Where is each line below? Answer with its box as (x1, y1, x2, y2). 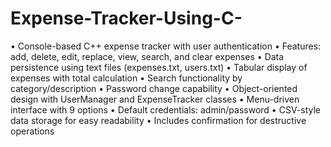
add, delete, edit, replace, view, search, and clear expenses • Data (10, 50, 285, 62)
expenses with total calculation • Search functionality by (10, 72, 243, 84)
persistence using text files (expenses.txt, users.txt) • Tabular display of (10, 61, 308, 73)
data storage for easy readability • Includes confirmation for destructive (10, 114, 307, 126)
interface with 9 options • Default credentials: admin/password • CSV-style (10, 103, 321, 116)
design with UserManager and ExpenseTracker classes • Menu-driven (10, 93, 300, 105)
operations (10, 125, 55, 137)
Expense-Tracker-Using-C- (10, 7, 243, 30)
